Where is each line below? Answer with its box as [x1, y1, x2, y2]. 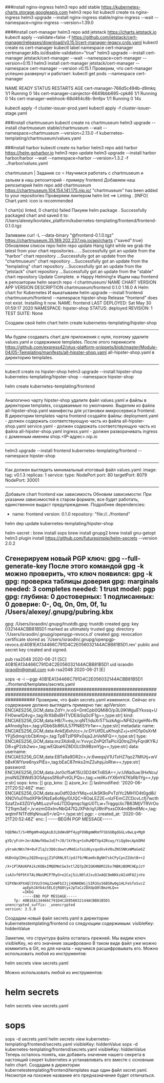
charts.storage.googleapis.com [5, 9, 68, 15]
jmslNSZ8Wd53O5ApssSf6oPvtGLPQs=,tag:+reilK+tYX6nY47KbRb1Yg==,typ [5, 775, 159, 780]
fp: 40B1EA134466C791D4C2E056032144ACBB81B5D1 [14, 898, 110, 903]
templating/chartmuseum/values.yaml [5, 135, 82, 141]
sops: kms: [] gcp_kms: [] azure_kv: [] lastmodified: [17, 779, 120, 785]
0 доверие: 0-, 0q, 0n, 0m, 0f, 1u [5, 600, 107, 609]
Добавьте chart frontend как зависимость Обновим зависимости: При [5, 491, 152, 497]
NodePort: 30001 [5, 477, 40, 483]
